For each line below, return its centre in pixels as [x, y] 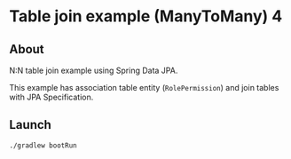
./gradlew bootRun [43, 145]
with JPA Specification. [51, 97]
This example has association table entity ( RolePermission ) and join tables [144, 87]
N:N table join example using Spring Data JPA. [94, 70]
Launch [30, 125]
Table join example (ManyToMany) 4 [146, 16]
